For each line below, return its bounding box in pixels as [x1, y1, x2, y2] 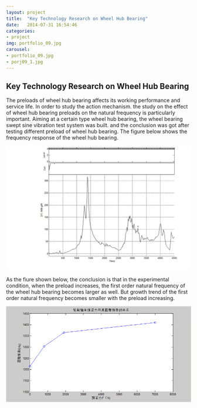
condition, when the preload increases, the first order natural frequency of [6, 282, 186, 289]
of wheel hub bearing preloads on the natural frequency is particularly [6, 109, 176, 117]
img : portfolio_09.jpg [6, 40, 62, 46]
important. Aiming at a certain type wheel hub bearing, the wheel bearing [6, 115, 183, 123]
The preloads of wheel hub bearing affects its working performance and [6, 97, 181, 104]
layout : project [6, 9, 46, 15]
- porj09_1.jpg [6, 59, 43, 64]
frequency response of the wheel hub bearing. [6, 134, 118, 141]
